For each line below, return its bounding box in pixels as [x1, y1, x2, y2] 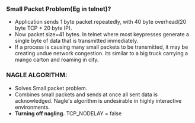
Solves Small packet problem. [14, 84, 88, 92]
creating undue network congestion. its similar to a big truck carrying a [14, 50, 188, 57]
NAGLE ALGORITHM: [6, 71, 68, 79]
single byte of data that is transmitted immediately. [14, 37, 139, 45]
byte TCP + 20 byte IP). [14, 24, 72, 31]
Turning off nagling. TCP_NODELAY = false [14, 109, 122, 117]
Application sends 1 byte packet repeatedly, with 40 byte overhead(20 [14, 18, 187, 26]
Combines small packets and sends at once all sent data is [14, 91, 158, 98]
